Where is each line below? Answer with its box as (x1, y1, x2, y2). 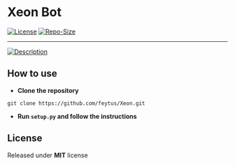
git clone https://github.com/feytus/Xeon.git (7, 99, 145, 107)
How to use (7, 68, 57, 80)
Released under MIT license (7, 151, 89, 159)
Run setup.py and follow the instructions (17, 112, 138, 120)
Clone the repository (17, 86, 79, 94)
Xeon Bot (7, 4, 62, 20)
